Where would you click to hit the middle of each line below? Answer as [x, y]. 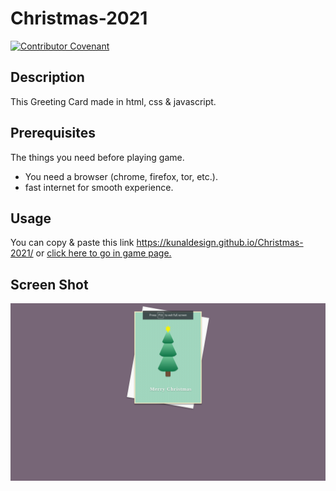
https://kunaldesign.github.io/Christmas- [220, 243]
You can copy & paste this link [72, 243]
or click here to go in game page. [103, 253]
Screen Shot [49, 284]
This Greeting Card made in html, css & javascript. [113, 101]
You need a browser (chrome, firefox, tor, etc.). [121, 176]
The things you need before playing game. [97, 157]
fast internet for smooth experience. [99, 187]
